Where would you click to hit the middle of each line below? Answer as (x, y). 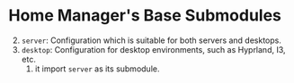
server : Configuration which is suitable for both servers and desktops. (151, 40)
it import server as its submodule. (97, 69)
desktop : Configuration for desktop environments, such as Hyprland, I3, (153, 49)
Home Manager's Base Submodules (145, 16)
